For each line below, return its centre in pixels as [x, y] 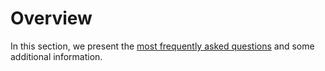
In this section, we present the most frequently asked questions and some [162, 46]
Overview [51, 18]
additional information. [56, 56]
